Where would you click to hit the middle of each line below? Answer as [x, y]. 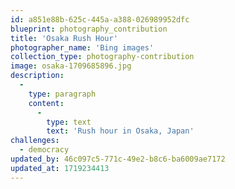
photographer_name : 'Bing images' [82, 47]
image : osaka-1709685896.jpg [71, 66]
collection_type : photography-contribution [102, 57]
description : [37, 76]
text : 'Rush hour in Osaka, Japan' [120, 131]
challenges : [35, 141]
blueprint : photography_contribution [89, 29]
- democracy [44, 150]
